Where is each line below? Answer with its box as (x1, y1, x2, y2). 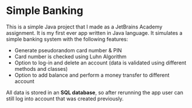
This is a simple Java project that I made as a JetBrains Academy (6, 23, 163, 30)
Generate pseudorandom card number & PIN (14, 46, 122, 53)
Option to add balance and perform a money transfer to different (14, 71, 170, 78)
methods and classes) (14, 65, 68, 72)
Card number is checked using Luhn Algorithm (14, 53, 127, 60)
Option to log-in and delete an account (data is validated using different (14, 59, 187, 66)
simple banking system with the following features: (6, 35, 128, 42)
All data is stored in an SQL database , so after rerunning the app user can (6, 89, 184, 96)
